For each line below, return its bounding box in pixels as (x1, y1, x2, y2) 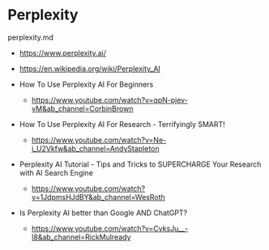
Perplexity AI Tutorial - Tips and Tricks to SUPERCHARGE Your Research (19, 159, 262, 169)
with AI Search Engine (19, 167, 94, 177)
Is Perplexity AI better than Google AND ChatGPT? (19, 208, 188, 218)
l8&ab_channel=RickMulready (31, 232, 131, 242)
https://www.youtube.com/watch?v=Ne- (31, 135, 167, 145)
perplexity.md (7, 32, 54, 42)
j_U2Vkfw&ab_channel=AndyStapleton (31, 143, 160, 153)
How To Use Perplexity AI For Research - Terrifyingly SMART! (19, 119, 226, 129)
